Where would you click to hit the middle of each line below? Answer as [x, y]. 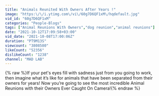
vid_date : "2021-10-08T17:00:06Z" [40, 37]
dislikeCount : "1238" [27, 55]
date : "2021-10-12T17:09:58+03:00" [41, 32]
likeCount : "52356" [25, 50]
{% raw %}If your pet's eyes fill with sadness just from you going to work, [79, 73]
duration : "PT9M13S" [26, 41]
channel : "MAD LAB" [25, 59]
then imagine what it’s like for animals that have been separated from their [79, 78]
